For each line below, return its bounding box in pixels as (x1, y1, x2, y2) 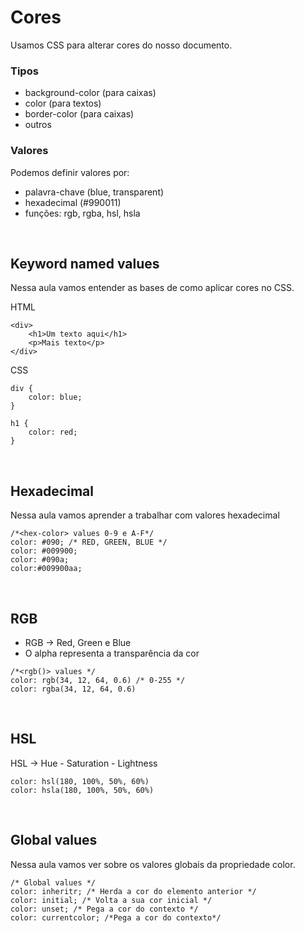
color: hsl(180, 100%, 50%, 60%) (10, 776, 150, 786)
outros (24, 119, 52, 131)
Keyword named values (10, 255, 160, 272)
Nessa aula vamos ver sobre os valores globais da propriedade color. (10, 858, 296, 870)
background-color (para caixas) (24, 87, 157, 99)
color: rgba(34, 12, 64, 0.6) (10, 684, 137, 694)
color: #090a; (10, 555, 70, 565)
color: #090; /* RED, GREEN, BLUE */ (10, 537, 168, 548)
